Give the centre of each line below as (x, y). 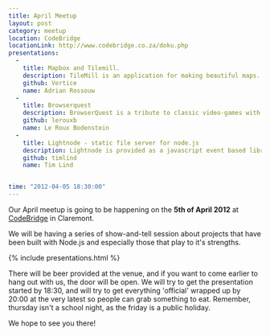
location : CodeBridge (45, 38)
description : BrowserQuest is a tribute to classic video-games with (142, 113)
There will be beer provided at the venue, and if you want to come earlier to (133, 273)
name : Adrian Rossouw (59, 90)
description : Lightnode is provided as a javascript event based (135, 150)
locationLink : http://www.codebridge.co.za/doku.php (98, 46)
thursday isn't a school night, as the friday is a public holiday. (110, 307)
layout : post (30, 23)
